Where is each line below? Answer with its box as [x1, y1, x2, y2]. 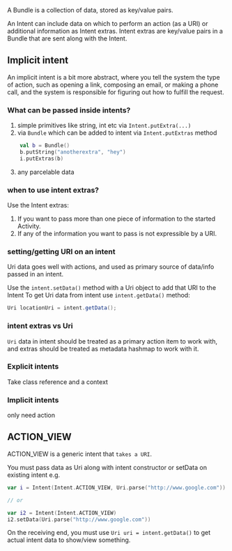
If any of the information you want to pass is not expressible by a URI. [17, 230, 217, 238]
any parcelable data [17, 168, 75, 176]
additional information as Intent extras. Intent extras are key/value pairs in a [7, 27, 223, 35]
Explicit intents [7, 362, 59, 372]
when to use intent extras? [7, 185, 100, 195]
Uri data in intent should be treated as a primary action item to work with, [7, 337, 218, 345]
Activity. [17, 222, 41, 230]
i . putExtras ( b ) [20, 155, 64, 162]
